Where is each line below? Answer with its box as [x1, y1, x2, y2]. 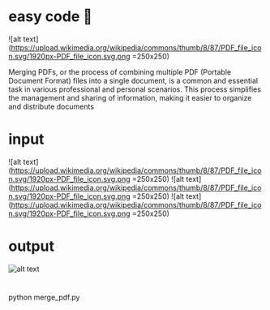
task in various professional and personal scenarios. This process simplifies [8, 84, 262, 94]
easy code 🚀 [8, 7, 93, 26]
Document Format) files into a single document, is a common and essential [8, 75, 258, 85]
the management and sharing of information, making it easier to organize [8, 93, 252, 102]
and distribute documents [8, 101, 95, 111]
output [8, 237, 55, 256]
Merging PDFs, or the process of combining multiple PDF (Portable [8, 67, 232, 76]
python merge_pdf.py [8, 292, 80, 302]
